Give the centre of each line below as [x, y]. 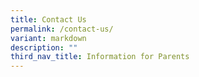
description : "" [44, 47]
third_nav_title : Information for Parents [100, 57]
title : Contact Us [48, 19]
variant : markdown [48, 38]
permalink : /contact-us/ [62, 29]
